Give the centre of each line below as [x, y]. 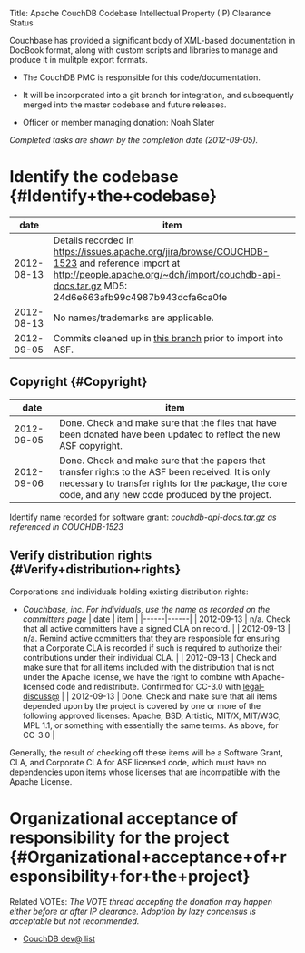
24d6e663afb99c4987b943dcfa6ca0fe [140, 297]
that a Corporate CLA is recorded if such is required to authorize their [152, 648]
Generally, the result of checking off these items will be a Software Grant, [147, 752]
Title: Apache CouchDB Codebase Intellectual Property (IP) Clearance [140, 13]
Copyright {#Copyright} [79, 382]
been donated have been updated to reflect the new [170, 434]
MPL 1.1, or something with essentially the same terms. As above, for [150, 725]
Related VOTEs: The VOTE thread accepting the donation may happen [141, 901]
